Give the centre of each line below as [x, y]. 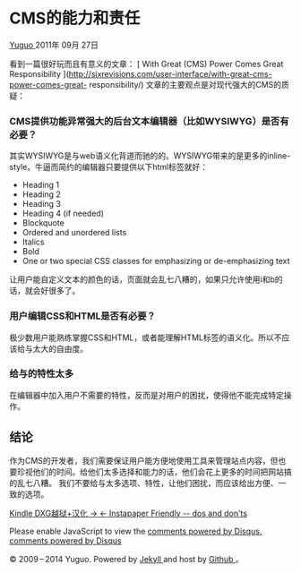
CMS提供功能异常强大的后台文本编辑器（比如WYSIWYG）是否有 [149, 121]
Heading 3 [41, 204]
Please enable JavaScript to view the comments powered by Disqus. [136, 531]
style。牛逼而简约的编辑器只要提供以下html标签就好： [109, 167]
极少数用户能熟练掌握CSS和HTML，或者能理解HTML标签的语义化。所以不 [146, 338]
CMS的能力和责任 [75, 18]
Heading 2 [41, 194]
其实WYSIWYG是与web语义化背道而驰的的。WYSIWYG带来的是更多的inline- [150, 156]
